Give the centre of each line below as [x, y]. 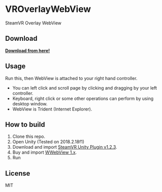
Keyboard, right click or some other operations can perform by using [83, 98]
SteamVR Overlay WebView [33, 23]
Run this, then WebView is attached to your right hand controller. [71, 78]
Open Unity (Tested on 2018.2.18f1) [48, 142]
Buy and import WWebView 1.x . [45, 152]
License [18, 173]
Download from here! [28, 50]
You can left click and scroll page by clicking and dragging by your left [84, 88]
